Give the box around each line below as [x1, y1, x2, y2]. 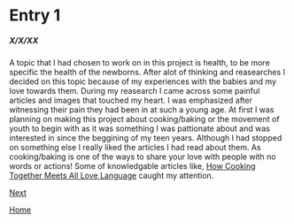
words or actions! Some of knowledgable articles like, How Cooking [9, 161, 256, 172]
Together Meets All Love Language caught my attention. [9, 170, 214, 181]
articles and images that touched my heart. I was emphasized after [9, 95, 252, 106]
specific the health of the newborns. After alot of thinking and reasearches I [9, 67, 286, 78]
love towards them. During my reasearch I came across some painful [9, 86, 260, 96]
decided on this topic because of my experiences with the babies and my [9, 76, 277, 87]
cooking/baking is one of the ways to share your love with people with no [9, 151, 276, 162]
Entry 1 [9, 5, 61, 26]
